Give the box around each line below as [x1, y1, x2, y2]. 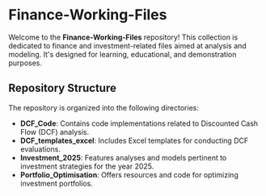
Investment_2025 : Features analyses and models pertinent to [19, 152, 227, 162]
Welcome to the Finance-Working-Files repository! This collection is [8, 32, 239, 42]
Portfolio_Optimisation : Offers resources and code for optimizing [19, 169, 239, 179]
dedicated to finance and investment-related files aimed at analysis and [8, 40, 247, 50]
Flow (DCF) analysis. [19, 127, 90, 136]
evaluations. [19, 144, 61, 154]
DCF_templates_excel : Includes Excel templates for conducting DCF [19, 136, 249, 145]
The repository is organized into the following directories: [8, 102, 200, 112]
